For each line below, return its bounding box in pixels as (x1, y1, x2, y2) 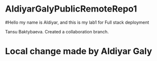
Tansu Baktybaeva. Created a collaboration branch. (5, 29, 109, 34)
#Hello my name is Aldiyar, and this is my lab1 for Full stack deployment (5, 19, 150, 25)
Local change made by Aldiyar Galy (5, 46, 152, 57)
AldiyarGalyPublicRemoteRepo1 (5, 3, 137, 15)
